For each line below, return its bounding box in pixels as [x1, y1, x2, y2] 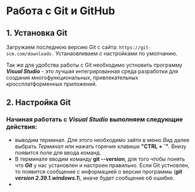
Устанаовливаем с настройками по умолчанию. [55, 50, 178, 57]
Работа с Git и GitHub [6, 4, 115, 18]
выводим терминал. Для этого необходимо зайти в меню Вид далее [14, 136, 190, 143]
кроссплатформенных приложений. [6, 80, 97, 87]
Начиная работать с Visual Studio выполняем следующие [6, 115, 183, 124]
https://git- [118, 45, 152, 51]
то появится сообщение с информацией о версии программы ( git [14, 168, 183, 175]
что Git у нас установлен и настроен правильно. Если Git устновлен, [14, 162, 190, 169]
